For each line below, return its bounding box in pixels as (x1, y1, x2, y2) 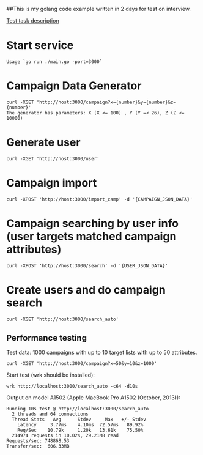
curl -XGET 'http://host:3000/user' (6, 155, 100, 161)
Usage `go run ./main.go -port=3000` (6, 58, 103, 65)
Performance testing (6, 333, 87, 343)
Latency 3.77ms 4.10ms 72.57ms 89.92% (17, 422, 144, 428)
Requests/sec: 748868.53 (6, 438, 70, 444)
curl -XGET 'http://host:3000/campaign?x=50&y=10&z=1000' (6, 361, 157, 367)
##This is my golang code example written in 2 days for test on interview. (6, 6, 191, 12)
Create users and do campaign (6, 283, 166, 297)
